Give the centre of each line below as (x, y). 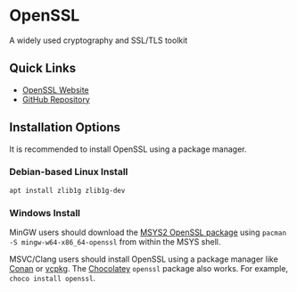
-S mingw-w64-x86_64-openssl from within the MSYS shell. (115, 242)
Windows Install (45, 213)
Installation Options (65, 127)
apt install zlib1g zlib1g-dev (67, 190)
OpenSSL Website (55, 89)
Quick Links (43, 68)
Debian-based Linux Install (69, 172)
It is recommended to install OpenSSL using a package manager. (128, 149)
